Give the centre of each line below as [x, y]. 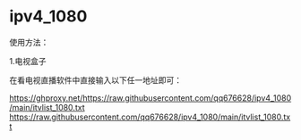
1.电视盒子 [28, 61]
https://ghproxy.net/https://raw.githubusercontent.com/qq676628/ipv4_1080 [150, 98]
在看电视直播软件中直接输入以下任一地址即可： [95, 80]
